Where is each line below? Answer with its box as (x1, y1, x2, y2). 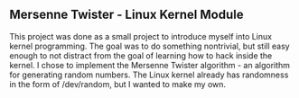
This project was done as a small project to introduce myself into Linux (9, 31, 273, 41)
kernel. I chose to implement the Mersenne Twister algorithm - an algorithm (9, 59, 291, 70)
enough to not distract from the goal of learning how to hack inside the (9, 49, 273, 61)
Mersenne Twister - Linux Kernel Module (9, 7, 244, 22)
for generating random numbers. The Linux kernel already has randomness (9, 69, 289, 80)
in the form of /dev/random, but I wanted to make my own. (9, 78, 227, 89)
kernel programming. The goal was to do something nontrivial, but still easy (9, 40, 291, 51)
